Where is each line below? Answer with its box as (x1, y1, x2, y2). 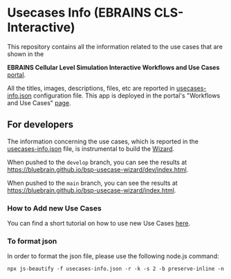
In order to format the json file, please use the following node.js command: (7, 252, 219, 260)
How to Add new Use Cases (7, 203, 102, 213)
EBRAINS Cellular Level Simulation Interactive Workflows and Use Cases (7, 63, 220, 71)
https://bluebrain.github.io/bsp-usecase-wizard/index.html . (7, 186, 176, 195)
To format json (7, 236, 57, 246)
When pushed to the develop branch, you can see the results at (7, 158, 187, 166)
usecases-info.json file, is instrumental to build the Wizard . (7, 144, 175, 153)
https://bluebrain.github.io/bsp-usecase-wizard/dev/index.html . (7, 165, 189, 174)
